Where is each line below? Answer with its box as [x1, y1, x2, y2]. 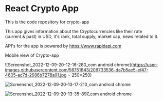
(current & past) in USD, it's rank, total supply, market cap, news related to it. [5, 34, 159, 39]
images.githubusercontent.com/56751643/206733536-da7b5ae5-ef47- [5, 67, 149, 73]
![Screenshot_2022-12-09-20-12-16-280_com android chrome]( [5, 62, 133, 67]
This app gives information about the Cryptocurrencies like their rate [5, 28, 143, 34]
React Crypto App [5, 3, 79, 14]
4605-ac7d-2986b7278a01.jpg [5, 72, 67, 78]
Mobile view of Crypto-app [5, 52, 59, 58]
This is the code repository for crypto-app [5, 19, 90, 25]
